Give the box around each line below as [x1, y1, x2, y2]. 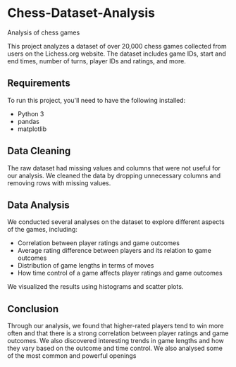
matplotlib [17, 125, 47, 133]
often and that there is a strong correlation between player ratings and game [7, 329, 229, 337]
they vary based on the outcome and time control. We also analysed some [7, 344, 223, 353]
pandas [17, 117, 40, 125]
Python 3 [17, 109, 44, 118]
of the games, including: [7, 225, 77, 234]
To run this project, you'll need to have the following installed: [7, 96, 186, 104]
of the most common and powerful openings [7, 352, 137, 360]
